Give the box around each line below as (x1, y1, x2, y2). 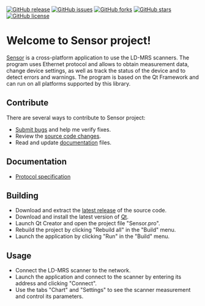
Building (6, 190, 39, 201)
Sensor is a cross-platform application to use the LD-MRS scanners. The (6, 54, 190, 61)
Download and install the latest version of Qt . (15, 213, 129, 220)
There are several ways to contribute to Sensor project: (6, 114, 146, 121)
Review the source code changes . (15, 132, 101, 140)
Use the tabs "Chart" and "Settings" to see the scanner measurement (15, 286, 191, 294)
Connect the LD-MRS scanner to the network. (15, 267, 131, 274)
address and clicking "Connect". (15, 280, 97, 287)
